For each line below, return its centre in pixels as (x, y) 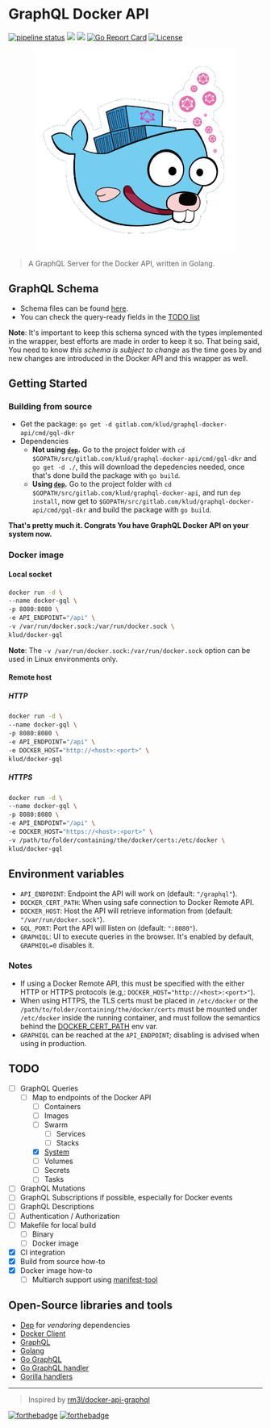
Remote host (30, 677)
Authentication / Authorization (70, 1216)
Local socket (30, 574)
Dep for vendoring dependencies (75, 1325)
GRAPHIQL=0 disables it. (57, 944)
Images (56, 1116)
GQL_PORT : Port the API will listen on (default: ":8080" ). (108, 928)
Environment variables (67, 874)
